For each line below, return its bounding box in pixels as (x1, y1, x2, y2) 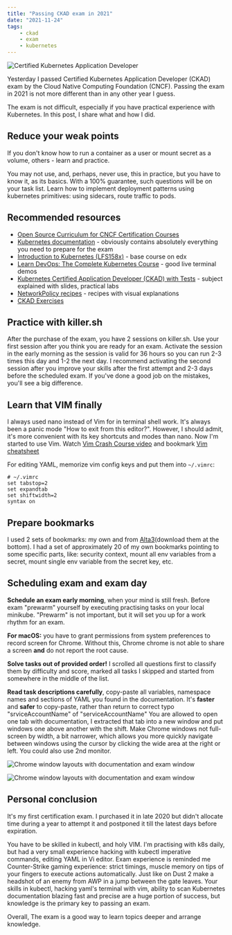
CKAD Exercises (17, 296, 64, 305)
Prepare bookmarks (7, 517, 95, 529)
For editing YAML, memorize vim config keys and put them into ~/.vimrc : (7, 460, 215, 469)
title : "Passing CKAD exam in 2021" (7, 10, 113, 17)
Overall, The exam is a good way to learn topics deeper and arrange (7, 912, 202, 920)
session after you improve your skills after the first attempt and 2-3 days (7, 365, 213, 373)
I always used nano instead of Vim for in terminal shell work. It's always (7, 417, 211, 426)
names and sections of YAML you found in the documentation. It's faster (7, 694, 215, 704)
